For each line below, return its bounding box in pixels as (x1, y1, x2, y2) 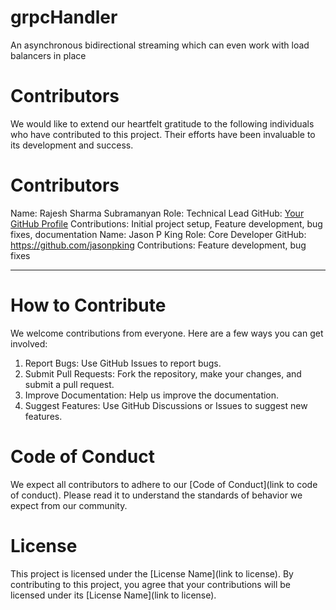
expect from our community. (10, 499, 128, 511)
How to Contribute (10, 294, 167, 316)
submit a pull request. (24, 378, 115, 390)
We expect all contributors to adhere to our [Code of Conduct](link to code (10, 478, 318, 490)
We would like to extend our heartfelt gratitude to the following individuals (10, 117, 315, 130)
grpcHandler (10, 6, 118, 29)
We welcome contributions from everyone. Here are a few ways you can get (10, 327, 324, 339)
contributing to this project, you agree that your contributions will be (10, 578, 291, 590)
